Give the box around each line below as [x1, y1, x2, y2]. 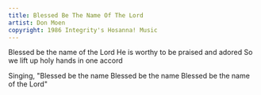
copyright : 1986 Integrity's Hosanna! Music [8, 26, 158, 34]
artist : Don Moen [8, 19, 66, 27]
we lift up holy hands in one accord [8, 56, 123, 65]
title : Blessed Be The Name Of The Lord [8, 11, 144, 20]
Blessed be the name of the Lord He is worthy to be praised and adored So [8, 48, 253, 57]
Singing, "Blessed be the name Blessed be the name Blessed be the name [8, 71, 250, 81]
